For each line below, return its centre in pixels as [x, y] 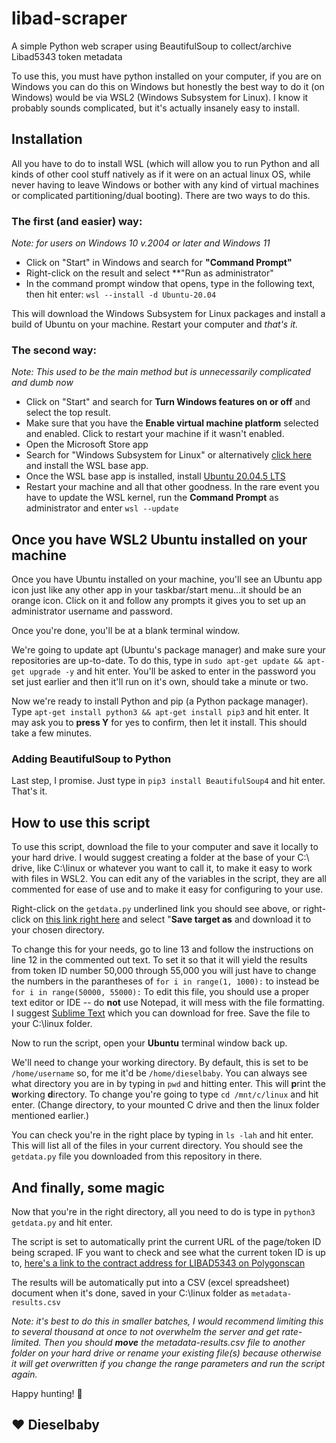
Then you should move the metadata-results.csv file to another [174, 1343]
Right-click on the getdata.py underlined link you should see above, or [156, 909]
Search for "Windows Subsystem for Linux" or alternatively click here [168, 455]
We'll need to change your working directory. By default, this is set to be [160, 1063]
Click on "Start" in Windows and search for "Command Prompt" [159, 263]
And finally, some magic [88, 1187]
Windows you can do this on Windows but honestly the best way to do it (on [168, 86]
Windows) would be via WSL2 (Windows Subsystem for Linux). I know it [160, 97]
